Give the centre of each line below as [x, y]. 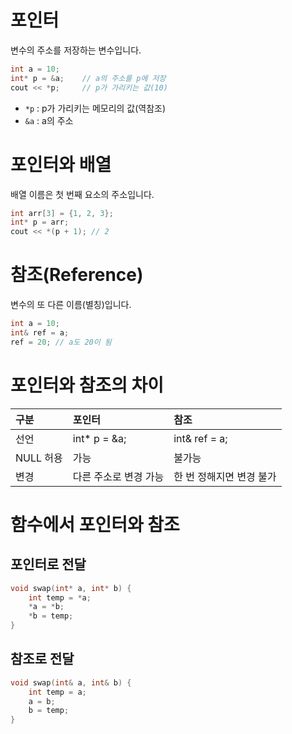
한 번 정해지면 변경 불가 [225, 476]
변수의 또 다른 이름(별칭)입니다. [71, 305]
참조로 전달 [42, 659]
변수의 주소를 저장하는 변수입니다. [76, 50]
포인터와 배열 [61, 164]
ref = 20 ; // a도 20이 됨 [61, 342]
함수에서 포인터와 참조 [95, 524]
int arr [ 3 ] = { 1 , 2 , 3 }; [62, 213]
